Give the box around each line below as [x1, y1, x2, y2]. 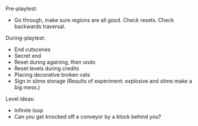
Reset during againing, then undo [14, 59, 96, 65]
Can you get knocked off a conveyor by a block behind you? [14, 113, 161, 120]
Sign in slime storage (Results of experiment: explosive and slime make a [14, 77, 192, 84]
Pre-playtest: [5, 5, 37, 12]
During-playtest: [5, 34, 46, 41]
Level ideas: [5, 95, 35, 102]
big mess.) [14, 84, 40, 91]
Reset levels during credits [14, 65, 79, 72]
